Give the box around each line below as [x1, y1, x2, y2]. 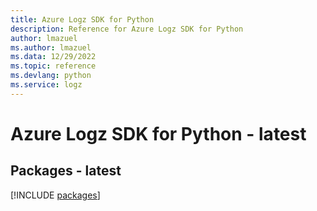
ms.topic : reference [10, 61, 97, 71]
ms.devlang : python [10, 71, 92, 81]
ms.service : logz [10, 80, 83, 90]
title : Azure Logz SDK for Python [10, 14, 155, 25]
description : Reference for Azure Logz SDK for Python [10, 24, 244, 34]
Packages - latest [10, 162, 122, 180]
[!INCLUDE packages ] [10, 189, 101, 201]
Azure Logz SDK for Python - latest [10, 122, 307, 145]
